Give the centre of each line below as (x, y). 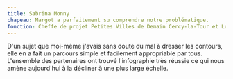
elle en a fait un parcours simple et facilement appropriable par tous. (105, 53)
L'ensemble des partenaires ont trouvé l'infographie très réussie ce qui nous (116, 61)
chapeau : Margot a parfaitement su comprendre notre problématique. (108, 20)
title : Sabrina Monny (38, 14)
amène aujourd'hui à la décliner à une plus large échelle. (88, 68)
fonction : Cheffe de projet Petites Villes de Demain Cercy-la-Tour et (113, 26)
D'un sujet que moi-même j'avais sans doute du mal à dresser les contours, (115, 46)
